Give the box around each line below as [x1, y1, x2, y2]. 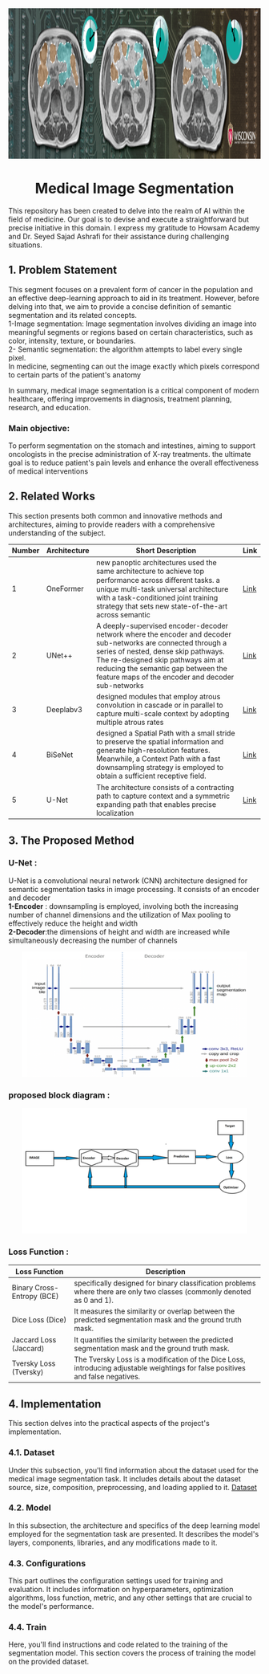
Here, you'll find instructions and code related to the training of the [8, 1639, 228, 1649]
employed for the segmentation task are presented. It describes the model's [8, 1529, 259, 1538]
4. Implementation [8, 1397, 102, 1411]
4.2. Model [8, 1502, 51, 1513]
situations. [8, 240, 42, 250]
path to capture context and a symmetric [95, 791, 231, 800]
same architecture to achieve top [95, 566, 205, 576]
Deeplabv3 [46, 704, 82, 714]
